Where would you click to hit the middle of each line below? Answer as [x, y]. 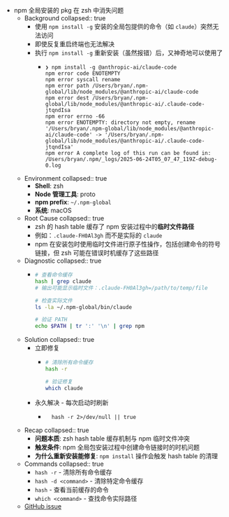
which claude [64, 388]
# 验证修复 [59, 381]
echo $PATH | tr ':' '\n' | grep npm [90, 326]
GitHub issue [43, 506]
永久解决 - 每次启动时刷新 [72, 402]
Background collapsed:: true [65, 18]
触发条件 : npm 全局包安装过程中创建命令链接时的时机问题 [117, 447]
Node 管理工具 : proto [65, 194]
